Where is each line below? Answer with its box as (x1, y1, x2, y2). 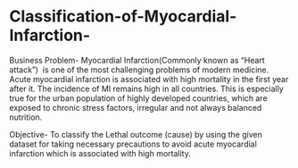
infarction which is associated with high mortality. (9, 147, 192, 158)
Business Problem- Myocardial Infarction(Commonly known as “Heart (9, 55, 265, 65)
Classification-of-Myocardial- (9, 6, 237, 27)
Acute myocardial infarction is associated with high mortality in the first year (9, 73, 289, 84)
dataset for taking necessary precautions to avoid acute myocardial (9, 139, 257, 149)
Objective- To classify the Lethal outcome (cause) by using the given (9, 129, 263, 139)
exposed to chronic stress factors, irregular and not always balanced (9, 102, 262, 113)
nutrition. (9, 112, 43, 122)
